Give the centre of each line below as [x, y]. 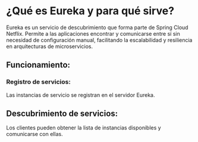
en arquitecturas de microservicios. [50, 46]
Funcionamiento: [38, 65]
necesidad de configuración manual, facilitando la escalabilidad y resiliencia [99, 40]
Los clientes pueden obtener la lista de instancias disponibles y [84, 128]
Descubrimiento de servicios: [62, 114]
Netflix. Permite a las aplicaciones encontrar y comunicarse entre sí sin [93, 33]
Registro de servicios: [39, 82]
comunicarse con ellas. [35, 134]
